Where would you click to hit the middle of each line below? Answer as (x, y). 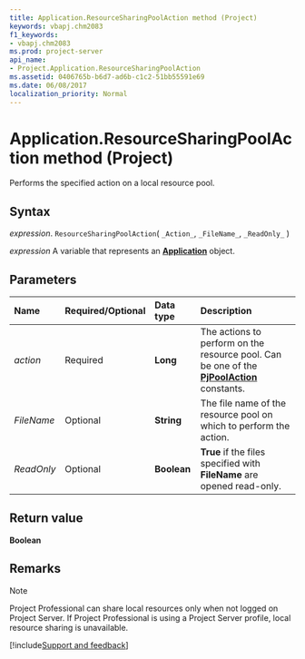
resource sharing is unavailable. (69, 627)
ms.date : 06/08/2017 (49, 85)
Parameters (43, 279)
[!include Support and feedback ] (69, 644)
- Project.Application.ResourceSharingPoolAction (105, 69)
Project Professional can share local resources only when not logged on (144, 608)
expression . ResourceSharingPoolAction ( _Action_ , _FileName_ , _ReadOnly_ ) (150, 233)
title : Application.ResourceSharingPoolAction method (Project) (133, 18)
